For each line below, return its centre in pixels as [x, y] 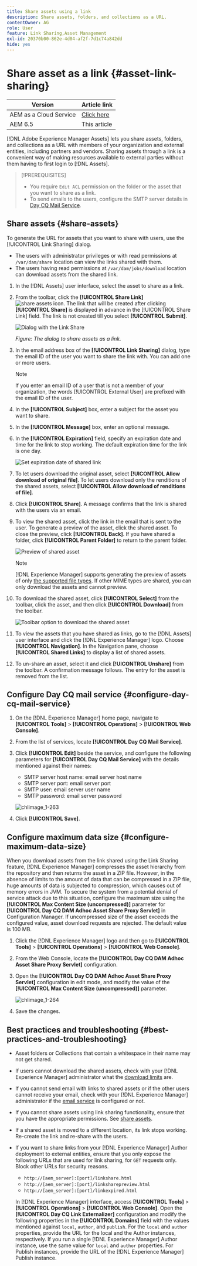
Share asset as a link [58, 74]
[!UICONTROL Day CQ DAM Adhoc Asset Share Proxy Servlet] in [86, 911]
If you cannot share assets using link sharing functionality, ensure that [100, 1112]
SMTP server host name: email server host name [83, 777]
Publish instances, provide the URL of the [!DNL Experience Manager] [99, 1252]
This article [97, 124]
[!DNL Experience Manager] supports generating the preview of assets [101, 574]
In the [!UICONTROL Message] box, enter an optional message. [92, 427]
